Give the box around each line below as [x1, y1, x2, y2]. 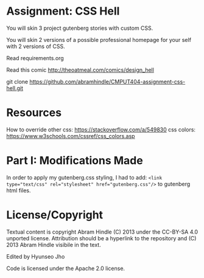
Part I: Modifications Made [6, 154, 143, 168]
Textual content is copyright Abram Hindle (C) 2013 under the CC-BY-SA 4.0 [6, 228, 198, 235]
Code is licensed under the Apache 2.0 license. [6, 265, 125, 272]
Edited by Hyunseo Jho [6, 252, 65, 260]
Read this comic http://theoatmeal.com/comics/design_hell [6, 66, 154, 74]
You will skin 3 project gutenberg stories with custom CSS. [6, 24, 153, 32]
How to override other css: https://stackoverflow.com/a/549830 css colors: [6, 126, 196, 133]
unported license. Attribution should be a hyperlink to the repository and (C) [6, 234, 197, 242]
